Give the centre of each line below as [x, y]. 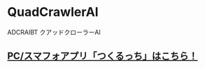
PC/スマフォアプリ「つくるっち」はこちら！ [102, 56]
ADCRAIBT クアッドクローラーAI [54, 32]
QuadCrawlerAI [53, 12]
